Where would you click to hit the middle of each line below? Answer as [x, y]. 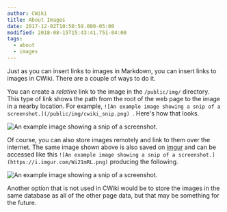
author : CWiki [27, 13]
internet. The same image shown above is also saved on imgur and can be [112, 147]
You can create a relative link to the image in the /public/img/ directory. [108, 91]
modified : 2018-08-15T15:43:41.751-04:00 [67, 32]
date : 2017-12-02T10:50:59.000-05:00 [61, 26]
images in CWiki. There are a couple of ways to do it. [81, 78]
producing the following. [144, 161]
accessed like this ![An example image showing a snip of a [91, 154]
